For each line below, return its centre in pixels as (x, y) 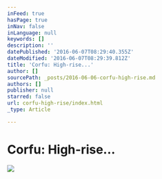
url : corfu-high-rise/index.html (55, 103)
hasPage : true (28, 20)
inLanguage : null (32, 33)
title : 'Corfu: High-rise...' (51, 65)
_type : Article (29, 109)
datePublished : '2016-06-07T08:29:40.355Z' (71, 52)
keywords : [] (26, 39)
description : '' (30, 45)
